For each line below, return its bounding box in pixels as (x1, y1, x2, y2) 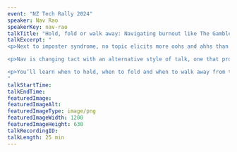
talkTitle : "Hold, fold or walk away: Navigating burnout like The (7, 30, 210, 37)
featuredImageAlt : (7, 101, 61, 108)
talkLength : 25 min (7, 134, 65, 141)
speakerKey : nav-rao (7, 23, 68, 30)
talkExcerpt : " (7, 37, 52, 44)
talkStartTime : (7, 82, 52, 89)
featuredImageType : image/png (7, 108, 97, 115)
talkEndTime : (7, 88, 46, 95)
